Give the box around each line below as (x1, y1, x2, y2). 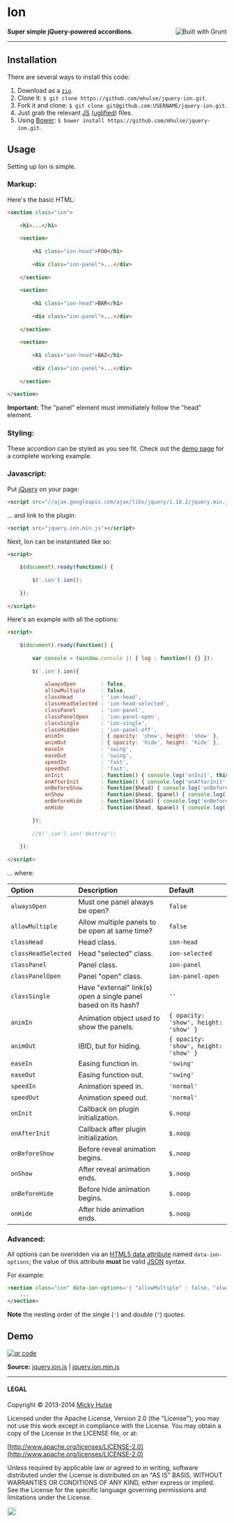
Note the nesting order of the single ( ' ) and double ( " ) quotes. (7, 1310, 186, 1318)
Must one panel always (78, 897, 154, 907)
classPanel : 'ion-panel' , (44, 706, 145, 713)
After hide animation (78, 1204, 145, 1214)
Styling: (7, 428, 35, 438)
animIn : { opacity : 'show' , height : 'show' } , (44, 733, 219, 740)
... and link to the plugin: (7, 511, 77, 519)
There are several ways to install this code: (7, 73, 130, 81)
